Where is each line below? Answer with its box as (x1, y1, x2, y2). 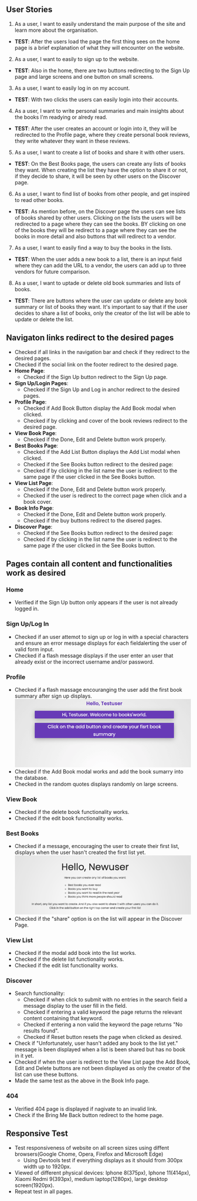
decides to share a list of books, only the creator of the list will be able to (14, 309, 191, 317)
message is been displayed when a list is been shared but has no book (14, 1046, 186, 1053)
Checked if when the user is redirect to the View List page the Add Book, (14, 1058, 191, 1065)
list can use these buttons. (14, 1071, 79, 1078)
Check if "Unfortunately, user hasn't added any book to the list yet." (14, 1039, 178, 1047)
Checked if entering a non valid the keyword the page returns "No (23, 1021, 183, 1028)
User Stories (6, 5, 53, 15)
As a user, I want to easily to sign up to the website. (14, 55, 139, 62)
